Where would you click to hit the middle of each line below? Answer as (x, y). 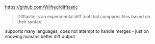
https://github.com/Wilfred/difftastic (41, 7)
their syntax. (30, 22)
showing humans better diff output (40, 36)
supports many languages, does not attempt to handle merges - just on (77, 31)
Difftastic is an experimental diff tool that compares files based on (84, 16)
